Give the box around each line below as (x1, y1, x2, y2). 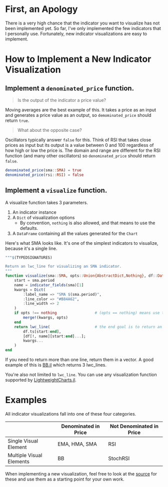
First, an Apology (5, 3, 78, 15)
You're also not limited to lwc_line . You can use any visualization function (5, 372, 157, 378)
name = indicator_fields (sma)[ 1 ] (14, 282, 84, 288)
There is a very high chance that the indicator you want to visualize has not (5, 20, 160, 26)
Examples (5, 395, 47, 406)
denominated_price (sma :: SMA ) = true (5, 167, 81, 173)
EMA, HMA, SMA (57, 441, 97, 448)
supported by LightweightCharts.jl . (5, 377, 76, 383)
